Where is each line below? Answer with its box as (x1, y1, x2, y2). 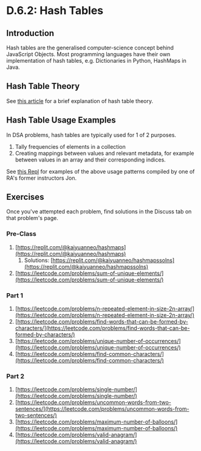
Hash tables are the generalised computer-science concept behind (6, 44, 174, 51)
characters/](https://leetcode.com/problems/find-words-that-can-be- (15, 324, 190, 332)
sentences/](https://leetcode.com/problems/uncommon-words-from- (15, 405, 189, 413)
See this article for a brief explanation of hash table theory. (6, 97, 154, 104)
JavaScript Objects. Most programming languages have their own (6, 51, 171, 58)
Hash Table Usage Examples (6, 115, 117, 126)
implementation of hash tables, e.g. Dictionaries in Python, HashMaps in (6, 57, 186, 64)
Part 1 (6, 291, 23, 299)
